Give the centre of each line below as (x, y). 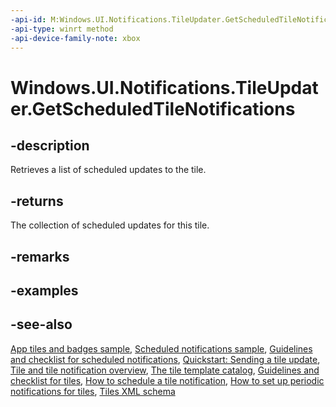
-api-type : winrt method (62, 29)
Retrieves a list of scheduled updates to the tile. (108, 170)
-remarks (40, 256)
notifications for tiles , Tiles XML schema (93, 391)
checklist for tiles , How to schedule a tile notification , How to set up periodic (167, 380)
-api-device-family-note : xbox (75, 38)
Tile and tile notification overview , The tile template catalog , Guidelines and (165, 370)
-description (50, 145)
